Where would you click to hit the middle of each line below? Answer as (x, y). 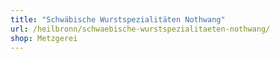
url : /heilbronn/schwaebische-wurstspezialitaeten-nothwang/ (140, 29)
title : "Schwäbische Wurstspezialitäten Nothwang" (118, 19)
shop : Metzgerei (44, 38)
